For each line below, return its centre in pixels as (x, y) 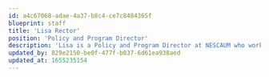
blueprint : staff (37, 23)
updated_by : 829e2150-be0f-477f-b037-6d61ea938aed (94, 53)
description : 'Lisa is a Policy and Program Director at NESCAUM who (127, 46)
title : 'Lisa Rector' (44, 30)
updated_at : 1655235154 (48, 61)
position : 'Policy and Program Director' (78, 38)
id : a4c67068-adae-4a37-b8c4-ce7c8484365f (80, 16)
